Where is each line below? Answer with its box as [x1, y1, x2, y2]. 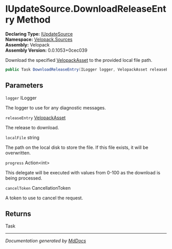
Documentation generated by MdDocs [5, 238, 86, 244]
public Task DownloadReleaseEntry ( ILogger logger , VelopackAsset [5, 67, 147, 72]
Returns [5, 210, 32, 218]
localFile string [5, 134, 39, 141]
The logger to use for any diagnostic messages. [5, 104, 106, 110]
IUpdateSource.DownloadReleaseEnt [5, 3, 166, 15]
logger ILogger [5, 95, 37, 101]
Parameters [5, 81, 44, 90]
